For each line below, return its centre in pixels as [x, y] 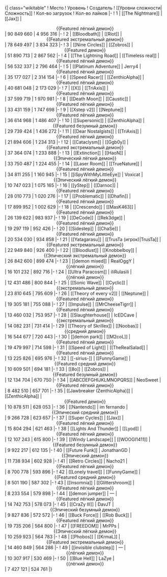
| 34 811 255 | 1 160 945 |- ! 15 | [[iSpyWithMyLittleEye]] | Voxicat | [74, 175]
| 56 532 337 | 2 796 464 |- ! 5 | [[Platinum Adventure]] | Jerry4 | [73, 66]
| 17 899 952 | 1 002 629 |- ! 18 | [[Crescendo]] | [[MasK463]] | [70, 207]
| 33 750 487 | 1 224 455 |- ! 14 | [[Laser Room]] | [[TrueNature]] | [73, 164]
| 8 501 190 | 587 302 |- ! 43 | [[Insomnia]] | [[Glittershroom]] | [69, 483]
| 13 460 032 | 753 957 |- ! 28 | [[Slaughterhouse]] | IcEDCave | [71, 315]
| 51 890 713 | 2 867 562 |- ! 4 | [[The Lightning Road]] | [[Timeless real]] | [82, 55]
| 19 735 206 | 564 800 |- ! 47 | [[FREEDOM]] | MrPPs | [62, 526]
